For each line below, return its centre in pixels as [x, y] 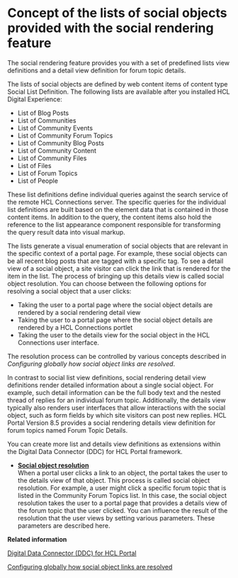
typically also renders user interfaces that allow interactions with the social [117, 407]
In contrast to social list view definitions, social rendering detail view [107, 377]
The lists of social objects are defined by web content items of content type [118, 84]
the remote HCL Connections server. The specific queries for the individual [117, 202]
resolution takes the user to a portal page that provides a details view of [123, 503]
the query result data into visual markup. [66, 232]
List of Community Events [55, 128]
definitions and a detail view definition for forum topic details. [97, 70]
